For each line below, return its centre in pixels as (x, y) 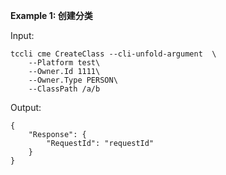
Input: (22, 35)
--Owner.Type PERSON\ (73, 80)
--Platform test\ (64, 63)
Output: (26, 107)
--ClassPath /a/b (64, 89)
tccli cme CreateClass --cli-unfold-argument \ (113, 54)
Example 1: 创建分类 (51, 15)
